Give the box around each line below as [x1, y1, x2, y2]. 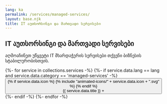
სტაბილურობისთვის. [5, 58, 50, 64]
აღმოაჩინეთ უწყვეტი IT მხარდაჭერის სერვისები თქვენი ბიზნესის [5, 52, 142, 58]
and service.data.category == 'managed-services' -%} [5, 73, 118, 79]
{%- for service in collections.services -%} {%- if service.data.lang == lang [5, 67, 160, 73]
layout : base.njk [5, 16, 41, 21]
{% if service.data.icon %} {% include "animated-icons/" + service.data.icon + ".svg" [7, 79, 160, 84]
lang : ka [5, 7, 23, 12]
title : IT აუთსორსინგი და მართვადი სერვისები [5, 21, 101, 26]
